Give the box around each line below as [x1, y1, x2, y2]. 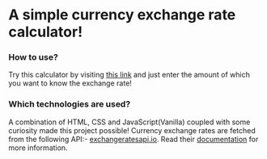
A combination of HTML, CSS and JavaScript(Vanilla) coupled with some [8, 117, 251, 127]
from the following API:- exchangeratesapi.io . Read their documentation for [8, 134, 259, 144]
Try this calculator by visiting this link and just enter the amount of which [8, 70, 251, 80]
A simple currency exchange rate [8, 6, 236, 24]
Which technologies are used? [8, 98, 131, 110]
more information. [8, 143, 68, 153]
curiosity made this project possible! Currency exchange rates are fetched [8, 125, 256, 135]
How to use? [8, 52, 58, 63]
